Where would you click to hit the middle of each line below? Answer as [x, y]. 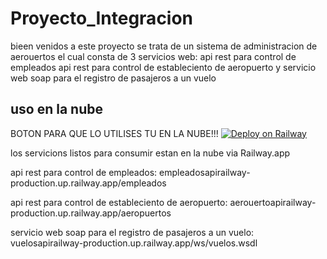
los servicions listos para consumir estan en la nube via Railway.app [150, 153]
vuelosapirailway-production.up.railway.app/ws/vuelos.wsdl [134, 243]
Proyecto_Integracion [102, 18]
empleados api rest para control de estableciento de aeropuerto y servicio [163, 67]
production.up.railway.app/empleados [88, 183]
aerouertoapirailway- [273, 202]
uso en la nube [56, 109]
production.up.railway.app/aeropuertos [91, 213]
